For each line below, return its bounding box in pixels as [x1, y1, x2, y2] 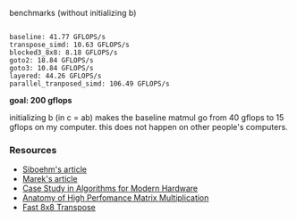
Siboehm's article [21, 164, 88, 175]
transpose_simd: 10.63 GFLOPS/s [9, 40, 130, 49]
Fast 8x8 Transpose [21, 202, 96, 213]
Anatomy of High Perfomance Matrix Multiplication [21, 192, 209, 203]
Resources [9, 143, 57, 156]
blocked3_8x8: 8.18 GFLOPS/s [9, 48, 118, 57]
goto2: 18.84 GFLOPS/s [9, 56, 94, 65]
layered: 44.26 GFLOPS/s [9, 71, 102, 80]
